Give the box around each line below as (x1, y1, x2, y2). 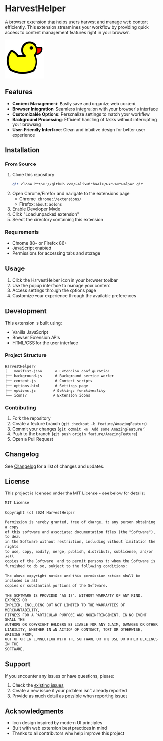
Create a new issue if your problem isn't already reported (12, 688, 127, 694)
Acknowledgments (5, 707, 64, 715)
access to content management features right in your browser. (5, 29, 130, 35)
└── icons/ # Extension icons (5, 393, 91, 398)
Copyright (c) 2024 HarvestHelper (5, 510, 75, 515)
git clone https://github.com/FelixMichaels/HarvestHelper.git (12, 182, 144, 187)
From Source (5, 161, 36, 167)
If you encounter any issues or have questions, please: (5, 673, 115, 679)
